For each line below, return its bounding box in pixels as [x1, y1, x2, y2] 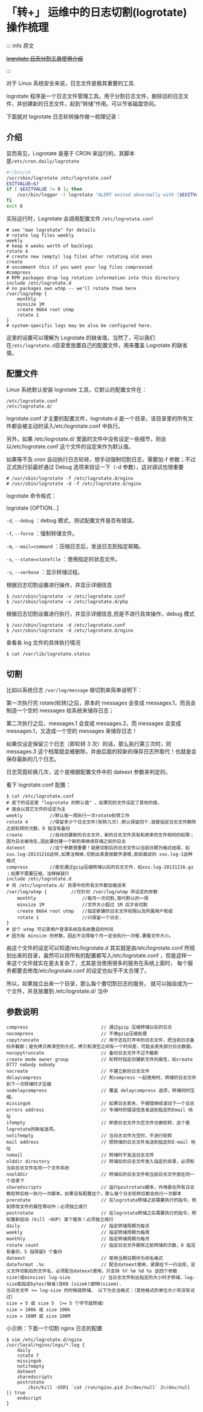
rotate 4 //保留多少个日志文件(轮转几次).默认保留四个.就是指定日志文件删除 [6, 819, 196, 825]
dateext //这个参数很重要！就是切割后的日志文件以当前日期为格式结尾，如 [6, 845, 190, 851]
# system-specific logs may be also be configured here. [6, 322, 153, 328]
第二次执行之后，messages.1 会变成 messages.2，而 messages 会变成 [6, 720, 181, 727]
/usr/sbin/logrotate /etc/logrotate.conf [6, 175, 112, 181]
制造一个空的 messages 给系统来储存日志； [6, 706, 115, 714]
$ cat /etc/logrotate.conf [6, 793, 74, 799]
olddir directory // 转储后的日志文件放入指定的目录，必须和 [6, 1158, 195, 1165]
